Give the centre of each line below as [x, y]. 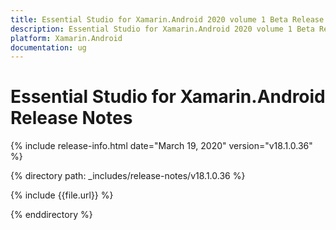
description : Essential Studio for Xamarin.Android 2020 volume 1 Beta [162, 29]
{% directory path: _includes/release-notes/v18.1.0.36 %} [128, 176]
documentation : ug [48, 47]
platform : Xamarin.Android [66, 38]
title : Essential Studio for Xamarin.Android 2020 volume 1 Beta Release [167, 19]
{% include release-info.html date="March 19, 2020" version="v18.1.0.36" [161, 146]
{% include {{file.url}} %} [62, 195]
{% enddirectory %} [51, 215]
